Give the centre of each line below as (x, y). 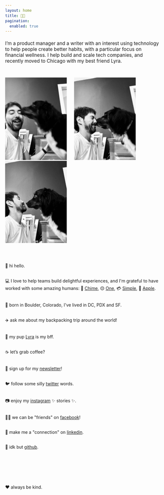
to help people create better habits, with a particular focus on (73, 49)
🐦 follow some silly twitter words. (39, 384)
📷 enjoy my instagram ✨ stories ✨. (41, 401)
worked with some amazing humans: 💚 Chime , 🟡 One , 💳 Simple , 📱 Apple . (81, 289)
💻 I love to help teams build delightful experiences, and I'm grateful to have (82, 281)
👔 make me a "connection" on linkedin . (44, 432)
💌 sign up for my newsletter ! (34, 369)
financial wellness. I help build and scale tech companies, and (74, 55)
